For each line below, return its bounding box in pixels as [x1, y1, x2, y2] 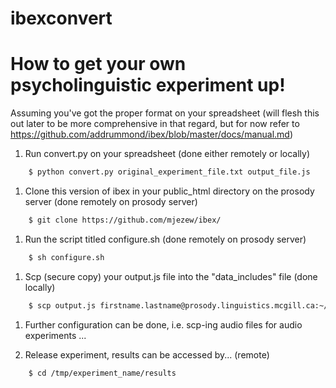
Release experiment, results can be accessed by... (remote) [24, 348, 270, 361]
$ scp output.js [28, 300, 97, 311]
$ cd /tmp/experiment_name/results [28, 368, 177, 378]
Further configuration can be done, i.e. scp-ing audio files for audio [24, 318, 303, 331]
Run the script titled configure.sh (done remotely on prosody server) [24, 233, 307, 245]
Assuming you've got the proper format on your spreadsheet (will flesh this [10, 107, 320, 119]
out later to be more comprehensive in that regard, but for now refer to [10, 118, 300, 130]
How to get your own [10, 53, 187, 76]
